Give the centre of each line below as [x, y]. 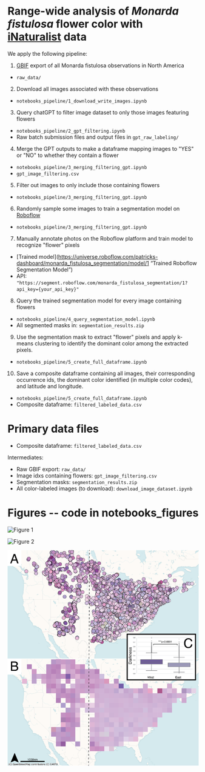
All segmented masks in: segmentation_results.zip [80, 325]
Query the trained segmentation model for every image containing [99, 301]
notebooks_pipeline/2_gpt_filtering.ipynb [71, 131]
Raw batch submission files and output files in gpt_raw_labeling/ [97, 137]
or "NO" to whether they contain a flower [68, 155]
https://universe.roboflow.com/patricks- [108, 256]
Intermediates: [25, 457]
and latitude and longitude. [50, 386]
